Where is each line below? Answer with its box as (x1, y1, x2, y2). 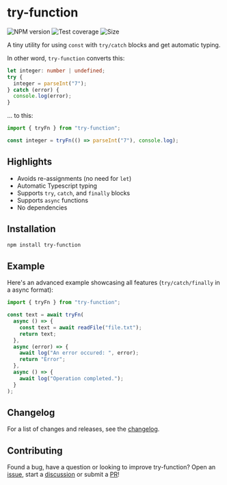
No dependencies (16, 203, 68, 212)
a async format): (7, 286, 53, 294)
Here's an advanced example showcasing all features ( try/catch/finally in (7, 279, 220, 287)
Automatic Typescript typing (16, 182, 98, 190)
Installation (7, 223, 56, 235)
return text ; (19, 330, 57, 337)
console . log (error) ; (13, 92, 72, 100)
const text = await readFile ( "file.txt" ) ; (19, 324, 142, 331)
